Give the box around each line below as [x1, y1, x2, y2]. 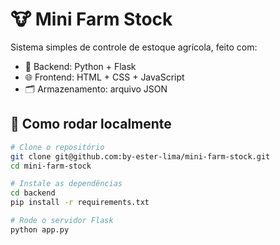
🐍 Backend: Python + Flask [24, 60, 137, 72]
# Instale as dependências [10, 179, 123, 189]
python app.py [10, 224, 70, 235]
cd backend [10, 188, 56, 198]
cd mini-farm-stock [10, 161, 92, 171]
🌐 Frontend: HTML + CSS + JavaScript [24, 71, 185, 83]
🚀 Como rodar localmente [10, 116, 172, 133]
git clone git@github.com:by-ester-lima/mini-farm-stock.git [10, 151, 271, 162]
